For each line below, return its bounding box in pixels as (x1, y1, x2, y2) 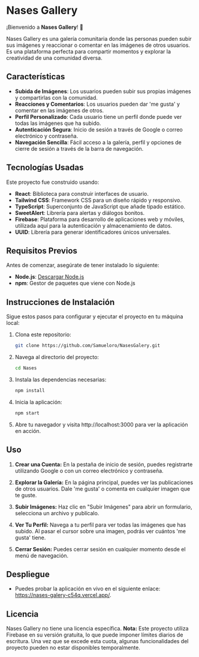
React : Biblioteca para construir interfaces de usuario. (14, 190, 149, 197)
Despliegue (6, 569, 50, 580)
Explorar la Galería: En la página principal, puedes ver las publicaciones (14, 479, 194, 486)
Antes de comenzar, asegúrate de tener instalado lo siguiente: (6, 262, 160, 269)
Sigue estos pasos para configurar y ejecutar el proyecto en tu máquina (6, 313, 183, 320)
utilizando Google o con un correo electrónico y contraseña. (14, 467, 164, 474)
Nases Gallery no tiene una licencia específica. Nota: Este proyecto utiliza (6, 625, 189, 632)
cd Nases (14, 365, 37, 371)
